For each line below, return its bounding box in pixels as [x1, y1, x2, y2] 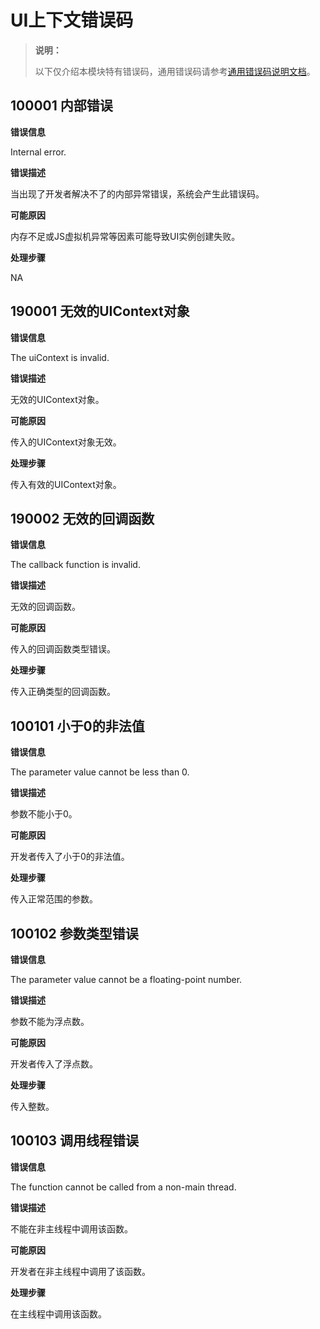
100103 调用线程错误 [10, 1132, 140, 1150]
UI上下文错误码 [10, 9, 134, 32]
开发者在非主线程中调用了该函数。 [10, 1265, 151, 1277]
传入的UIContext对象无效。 [10, 436, 122, 448]
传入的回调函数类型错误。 [10, 643, 116, 655]
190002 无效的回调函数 [10, 510, 155, 527]
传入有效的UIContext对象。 [10, 478, 122, 490]
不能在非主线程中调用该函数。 [10, 1222, 133, 1235]
